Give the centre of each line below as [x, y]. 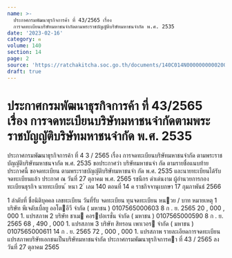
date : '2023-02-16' [35, 33]
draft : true [24, 71]
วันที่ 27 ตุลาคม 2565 [33, 247]
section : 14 [24, 53]
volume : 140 [24, 46]
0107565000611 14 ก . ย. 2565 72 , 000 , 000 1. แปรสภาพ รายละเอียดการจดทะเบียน [114, 232]
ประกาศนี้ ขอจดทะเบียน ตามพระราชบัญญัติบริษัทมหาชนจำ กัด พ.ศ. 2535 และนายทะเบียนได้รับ [114, 171]
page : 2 [18, 59]
